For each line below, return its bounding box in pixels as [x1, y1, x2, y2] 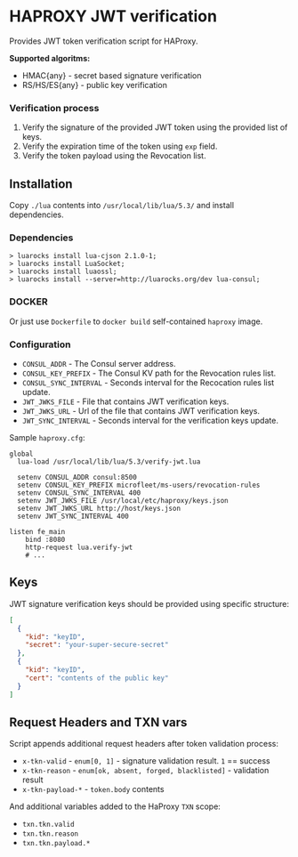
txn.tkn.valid [21, 821, 75, 829]
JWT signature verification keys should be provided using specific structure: [9, 598, 290, 609]
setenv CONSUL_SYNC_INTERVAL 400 [17, 488, 141, 497]
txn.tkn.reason [21, 829, 79, 838]
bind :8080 [25, 535, 66, 544]
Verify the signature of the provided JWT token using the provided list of [21, 122, 288, 133]
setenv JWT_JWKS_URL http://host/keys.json [17, 504, 181, 513]
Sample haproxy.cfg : [9, 432, 85, 442]
